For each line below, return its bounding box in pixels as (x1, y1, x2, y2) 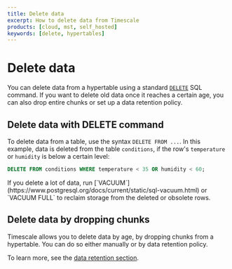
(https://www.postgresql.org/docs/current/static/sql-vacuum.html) (7, 185, 200, 194)
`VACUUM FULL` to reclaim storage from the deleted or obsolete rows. (7, 193, 211, 202)
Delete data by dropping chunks (7, 214, 150, 225)
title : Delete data (7, 10, 64, 18)
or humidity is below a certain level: (7, 152, 110, 160)
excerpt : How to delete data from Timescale (7, 17, 139, 24)
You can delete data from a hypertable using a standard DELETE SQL (7, 84, 203, 92)
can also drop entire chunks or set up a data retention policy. (7, 98, 183, 107)
